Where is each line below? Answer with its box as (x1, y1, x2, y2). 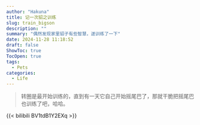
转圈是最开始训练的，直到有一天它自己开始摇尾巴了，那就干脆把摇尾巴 (20, 93, 195, 100)
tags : (6, 59, 20, 65)
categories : (6, 70, 36, 76)
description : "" (6, 25, 47, 32)
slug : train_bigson (6, 20, 55, 26)
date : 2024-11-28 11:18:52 (6, 36, 74, 42)
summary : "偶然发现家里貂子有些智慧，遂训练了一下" (6, 31, 121, 37)
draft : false (6, 42, 39, 48)
